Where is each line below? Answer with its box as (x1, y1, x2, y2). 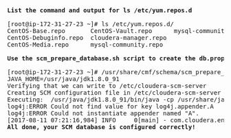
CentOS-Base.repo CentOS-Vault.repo (7, 27, 153, 34)
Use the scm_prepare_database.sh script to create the (7, 55, 196, 62)
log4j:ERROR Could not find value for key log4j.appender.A (7, 103, 214, 110)
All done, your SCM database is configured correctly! (7, 124, 196, 130)
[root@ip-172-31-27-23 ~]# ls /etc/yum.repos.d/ (7, 21, 174, 27)
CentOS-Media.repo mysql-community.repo (7, 41, 164, 48)
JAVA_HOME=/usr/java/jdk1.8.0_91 (7, 76, 120, 82)
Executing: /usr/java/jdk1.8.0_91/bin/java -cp (7, 96, 174, 103)
